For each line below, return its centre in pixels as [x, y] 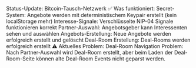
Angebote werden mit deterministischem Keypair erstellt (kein [102, 15]
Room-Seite [21, 59]
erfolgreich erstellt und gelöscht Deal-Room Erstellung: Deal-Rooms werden [98, 40]
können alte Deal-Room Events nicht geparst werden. [101, 59]
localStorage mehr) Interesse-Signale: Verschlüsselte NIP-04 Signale [90, 21]
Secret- [165, 8]
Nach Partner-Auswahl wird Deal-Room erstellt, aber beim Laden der [89, 52]
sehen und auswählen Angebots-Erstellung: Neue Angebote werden [89, 34]
